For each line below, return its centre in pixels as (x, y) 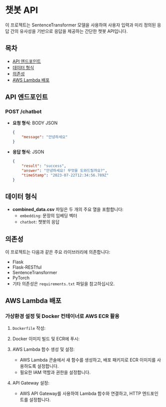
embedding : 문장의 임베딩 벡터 (48, 216)
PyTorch (21, 278)
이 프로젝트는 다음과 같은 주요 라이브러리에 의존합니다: (58, 252)
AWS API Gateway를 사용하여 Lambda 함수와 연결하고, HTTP (80, 393)
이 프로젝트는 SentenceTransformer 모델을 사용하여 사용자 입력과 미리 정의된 (81, 25)
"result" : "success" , (44, 166)
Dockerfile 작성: (29, 328)
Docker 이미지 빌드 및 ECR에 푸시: (46, 338)
